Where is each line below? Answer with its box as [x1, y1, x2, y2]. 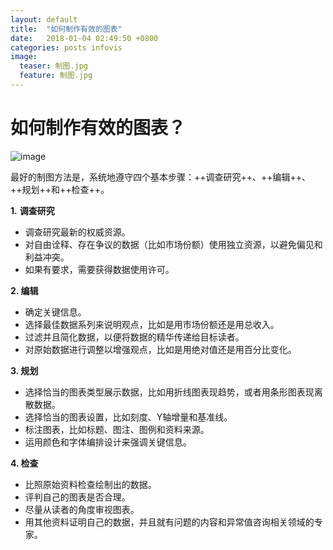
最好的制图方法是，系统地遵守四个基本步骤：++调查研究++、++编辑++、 [10, 171, 312, 183]
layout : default [10, 14, 78, 25]
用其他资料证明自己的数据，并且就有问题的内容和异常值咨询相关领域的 [24, 516, 315, 528]
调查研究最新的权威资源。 [24, 226, 131, 238]
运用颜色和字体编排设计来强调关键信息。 [24, 436, 192, 448]
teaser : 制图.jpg [19, 61, 89, 71]
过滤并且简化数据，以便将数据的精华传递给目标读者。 [24, 331, 245, 343]
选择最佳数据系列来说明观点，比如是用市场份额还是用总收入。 [24, 318, 280, 330]
